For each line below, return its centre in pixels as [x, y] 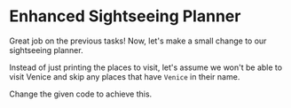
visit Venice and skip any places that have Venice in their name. [125, 76]
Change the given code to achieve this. [81, 94]
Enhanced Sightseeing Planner [125, 16]
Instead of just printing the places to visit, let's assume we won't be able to [145, 67]
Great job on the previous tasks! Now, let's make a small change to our [138, 41]
